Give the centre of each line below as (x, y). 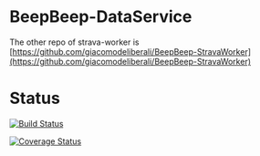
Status (35, 99)
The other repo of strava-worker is (74, 42)
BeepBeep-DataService (101, 17)
